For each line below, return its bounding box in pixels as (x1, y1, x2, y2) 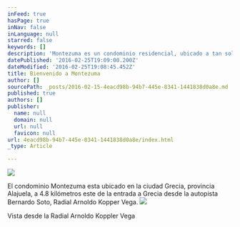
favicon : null (14, 130, 56, 137)
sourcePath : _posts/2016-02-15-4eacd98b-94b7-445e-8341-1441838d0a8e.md (7, 83, 229, 90)
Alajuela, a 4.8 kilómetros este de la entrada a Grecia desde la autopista (7, 189, 219, 198)
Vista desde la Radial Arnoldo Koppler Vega (7, 211, 136, 221)
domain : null (14, 116, 53, 123)
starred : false (7, 37, 53, 44)
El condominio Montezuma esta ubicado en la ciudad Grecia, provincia (7, 182, 215, 191)
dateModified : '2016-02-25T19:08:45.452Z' (7, 63, 136, 70)
